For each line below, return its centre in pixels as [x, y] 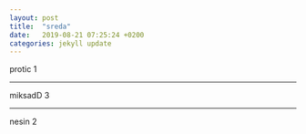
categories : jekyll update [61, 43]
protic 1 [23, 69]
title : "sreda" [40, 26]
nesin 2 [23, 122]
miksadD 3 [30, 96]
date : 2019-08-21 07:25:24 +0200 [77, 35]
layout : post [34, 18]
